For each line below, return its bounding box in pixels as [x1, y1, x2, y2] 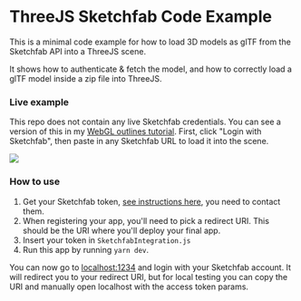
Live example [9, 95, 70, 108]
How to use [9, 175, 61, 188]
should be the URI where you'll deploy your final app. [22, 225, 221, 236]
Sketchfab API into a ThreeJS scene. [9, 45, 147, 56]
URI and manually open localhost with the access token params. [9, 281, 249, 292]
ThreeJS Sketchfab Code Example [9, 6, 272, 27]
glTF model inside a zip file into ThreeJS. [9, 73, 162, 83]
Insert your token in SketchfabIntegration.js [22, 234, 191, 246]
